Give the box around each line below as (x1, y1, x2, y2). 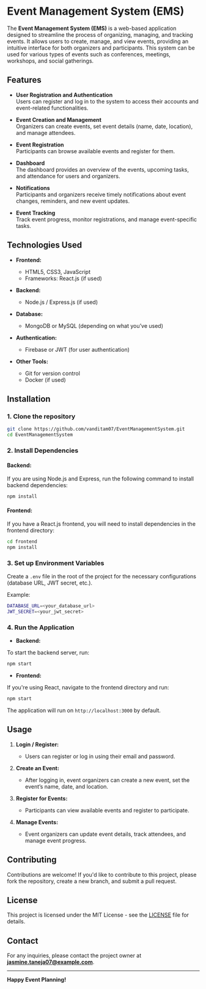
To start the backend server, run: (7, 649, 90, 656)
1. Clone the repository (7, 412, 76, 420)
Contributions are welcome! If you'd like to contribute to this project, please (7, 871, 197, 878)
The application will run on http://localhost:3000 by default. (7, 707, 161, 714)
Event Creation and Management (15, 116, 101, 123)
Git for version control (24, 369, 80, 377)
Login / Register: (15, 740, 59, 748)
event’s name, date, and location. (24, 782, 109, 790)
